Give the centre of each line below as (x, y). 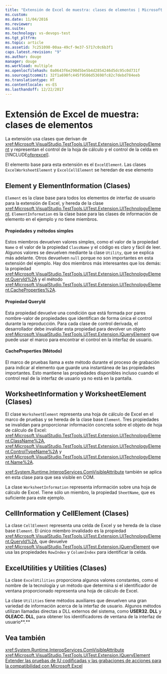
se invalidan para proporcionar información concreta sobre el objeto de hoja (84, 425)
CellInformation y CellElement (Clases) (67, 514)
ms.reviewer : (19, 24)
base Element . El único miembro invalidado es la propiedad (66, 531)
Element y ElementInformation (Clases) (68, 186)
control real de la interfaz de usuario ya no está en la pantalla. (69, 378)
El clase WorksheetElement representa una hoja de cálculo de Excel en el (79, 414)
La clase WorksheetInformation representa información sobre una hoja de (81, 487)
